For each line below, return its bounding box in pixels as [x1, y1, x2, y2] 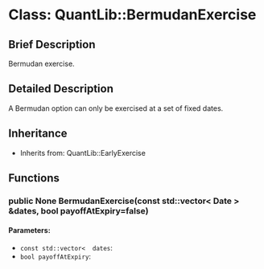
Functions [8, 171, 60, 185]
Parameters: [8, 225, 51, 234]
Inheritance [8, 127, 68, 141]
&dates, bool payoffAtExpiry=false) [8, 205, 149, 216]
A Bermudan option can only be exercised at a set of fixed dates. [8, 103, 224, 113]
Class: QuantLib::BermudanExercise [8, 6, 257, 24]
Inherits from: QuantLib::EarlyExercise [19, 148, 146, 157]
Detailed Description [8, 82, 114, 96]
